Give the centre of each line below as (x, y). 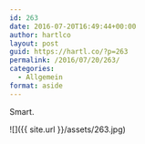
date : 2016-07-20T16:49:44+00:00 (73, 26)
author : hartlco (40, 35)
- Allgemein (41, 77)
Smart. (22, 111)
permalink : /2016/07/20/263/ (65, 60)
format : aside (36, 86)
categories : (32, 69)
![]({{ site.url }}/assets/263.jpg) (67, 129)
